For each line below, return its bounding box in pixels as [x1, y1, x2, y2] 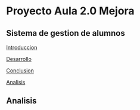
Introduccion [6, 44, 38, 51]
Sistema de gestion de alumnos [6, 28, 125, 38]
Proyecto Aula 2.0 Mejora [6, 4, 135, 18]
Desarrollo [6, 56, 32, 62]
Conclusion [6, 67, 35, 74]
